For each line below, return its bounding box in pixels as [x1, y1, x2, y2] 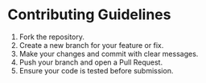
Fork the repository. [19, 32, 85, 41]
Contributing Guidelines [7, 6, 171, 24]
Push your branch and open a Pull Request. [19, 57, 163, 67]
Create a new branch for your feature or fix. [19, 40, 164, 49]
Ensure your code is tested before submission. [19, 65, 174, 75]
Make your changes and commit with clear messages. [19, 49, 199, 58]
